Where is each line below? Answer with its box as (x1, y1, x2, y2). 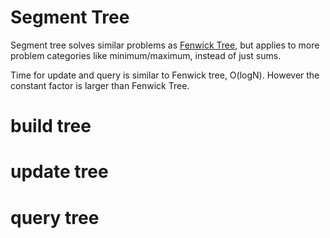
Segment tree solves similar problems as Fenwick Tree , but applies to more (10, 39, 320, 51)
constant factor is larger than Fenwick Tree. (10, 79, 190, 91)
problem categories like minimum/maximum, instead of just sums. (10, 49, 282, 61)
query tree (10, 206, 100, 229)
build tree (10, 115, 92, 138)
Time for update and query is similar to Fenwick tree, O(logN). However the (10, 69, 320, 81)
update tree (10, 161, 109, 183)
